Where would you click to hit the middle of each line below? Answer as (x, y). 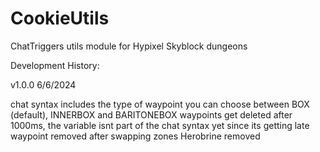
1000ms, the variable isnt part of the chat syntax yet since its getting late (160, 125)
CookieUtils (60, 18)
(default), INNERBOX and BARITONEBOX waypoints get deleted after (151, 114)
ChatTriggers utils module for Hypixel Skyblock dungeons (129, 46)
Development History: (55, 65)
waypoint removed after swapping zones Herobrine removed (135, 136)
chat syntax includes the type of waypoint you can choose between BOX (160, 104)
